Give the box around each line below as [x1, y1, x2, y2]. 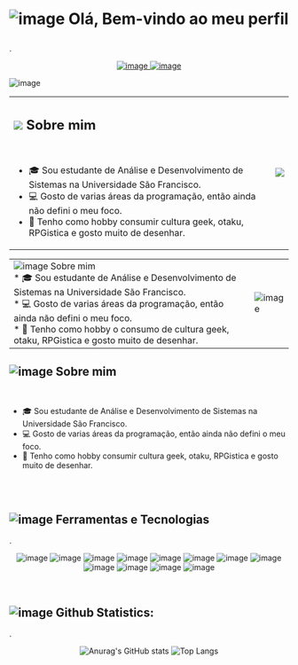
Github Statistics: [55, 605, 154, 620]
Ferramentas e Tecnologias [55, 512, 210, 527]
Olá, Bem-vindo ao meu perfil [67, 9, 289, 29]
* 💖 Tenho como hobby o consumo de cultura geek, [13, 323, 230, 335]
